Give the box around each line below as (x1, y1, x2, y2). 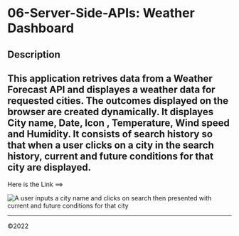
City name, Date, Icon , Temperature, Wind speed (7, 117, 230, 129)
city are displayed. (7, 161, 92, 173)
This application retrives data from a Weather (7, 73, 213, 85)
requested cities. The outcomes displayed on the (7, 95, 229, 107)
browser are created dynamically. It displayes (7, 105, 214, 118)
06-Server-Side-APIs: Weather (7, 5, 196, 21)
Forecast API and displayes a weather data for (7, 83, 216, 95)
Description (7, 48, 60, 60)
